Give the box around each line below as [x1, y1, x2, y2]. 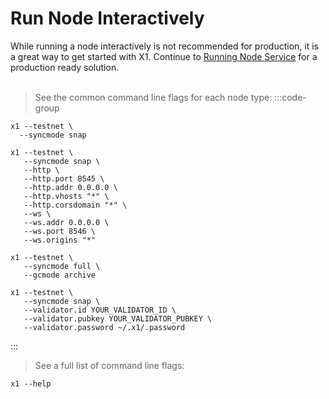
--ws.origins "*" [23, 235, 97, 245]
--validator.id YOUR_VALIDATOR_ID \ [23, 305, 177, 315]
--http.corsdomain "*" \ [23, 200, 128, 210]
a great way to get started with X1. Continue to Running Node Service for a [10, 50, 318, 62]
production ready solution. [10, 61, 120, 73]
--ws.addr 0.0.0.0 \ [23, 217, 110, 227]
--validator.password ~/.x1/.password [23, 322, 186, 332]
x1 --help [10, 378, 52, 389]
